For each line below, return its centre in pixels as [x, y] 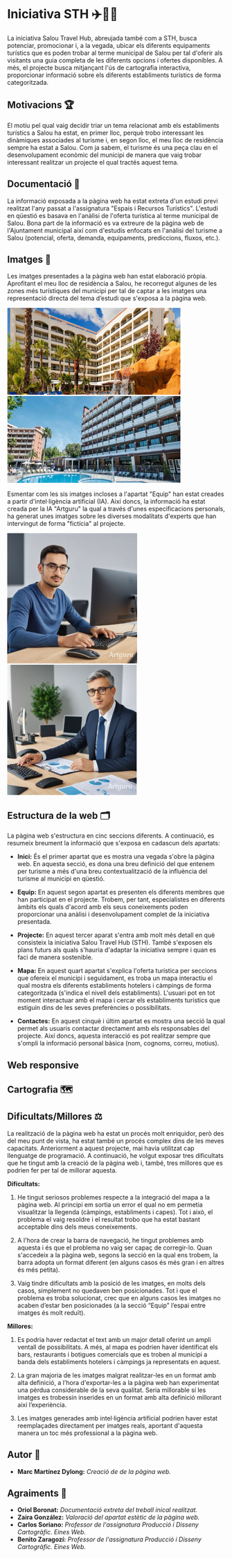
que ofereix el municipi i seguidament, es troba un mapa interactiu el [115, 978]
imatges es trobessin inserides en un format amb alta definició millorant [119, 1397]
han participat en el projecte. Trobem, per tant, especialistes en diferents [121, 900]
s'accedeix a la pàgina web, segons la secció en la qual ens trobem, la [117, 1254]
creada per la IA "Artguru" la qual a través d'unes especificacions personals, [116, 509]
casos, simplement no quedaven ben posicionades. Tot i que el [107, 1291]
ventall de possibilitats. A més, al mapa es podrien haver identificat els [117, 1347]
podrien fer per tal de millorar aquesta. [62, 1170]
